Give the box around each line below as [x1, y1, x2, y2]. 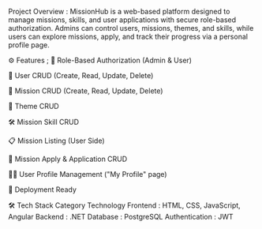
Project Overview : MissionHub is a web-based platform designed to [8, 7, 230, 16]
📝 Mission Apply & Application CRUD [8, 154, 128, 163]
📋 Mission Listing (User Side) [8, 136, 105, 145]
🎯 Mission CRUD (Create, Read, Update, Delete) [8, 86, 163, 96]
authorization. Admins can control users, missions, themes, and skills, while [8, 24, 254, 32]
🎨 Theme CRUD [8, 102, 59, 111]
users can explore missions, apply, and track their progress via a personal [8, 32, 249, 41]
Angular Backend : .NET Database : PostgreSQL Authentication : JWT [8, 212, 234, 221]
